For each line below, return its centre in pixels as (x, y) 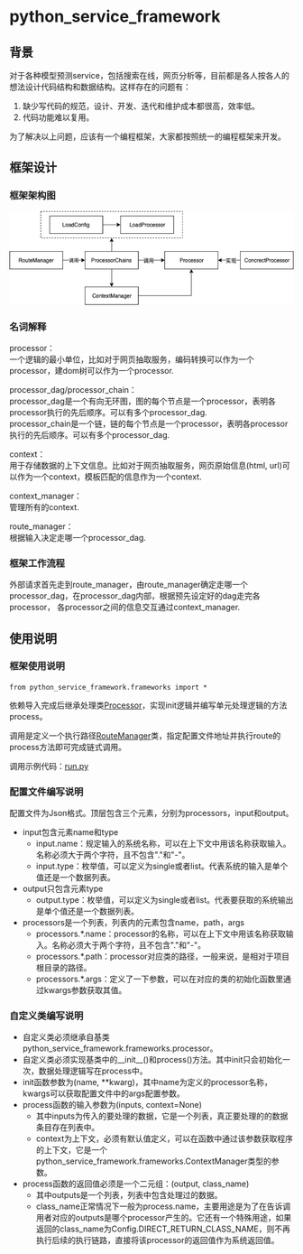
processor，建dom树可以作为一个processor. (92, 370)
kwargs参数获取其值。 (85, 990)
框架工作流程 (37, 563)
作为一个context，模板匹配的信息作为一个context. (109, 477)
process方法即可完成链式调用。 (68, 747)
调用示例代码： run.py (49, 766)
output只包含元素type (63, 889)
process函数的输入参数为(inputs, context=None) (112, 1105)
